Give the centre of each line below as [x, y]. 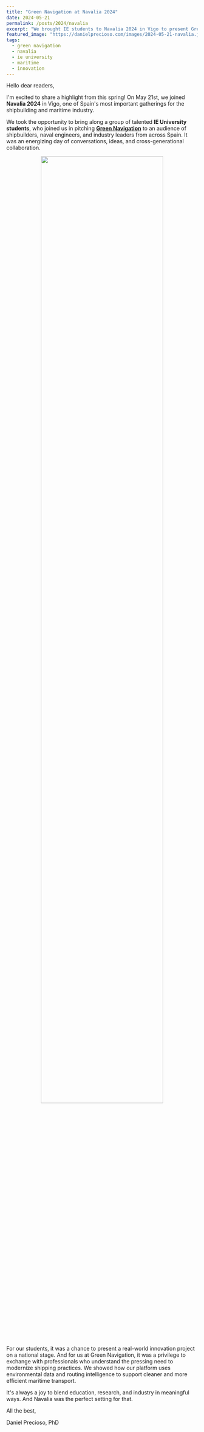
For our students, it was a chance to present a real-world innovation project [101, 1349]
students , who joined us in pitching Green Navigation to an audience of [97, 129]
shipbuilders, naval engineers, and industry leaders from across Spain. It [97, 135]
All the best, [21, 1411]
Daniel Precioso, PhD [33, 1423]
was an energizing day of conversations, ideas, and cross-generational [95, 141]
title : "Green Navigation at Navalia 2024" [62, 12]
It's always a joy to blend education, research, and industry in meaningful [98, 1393]
